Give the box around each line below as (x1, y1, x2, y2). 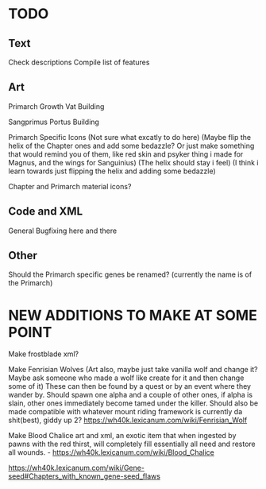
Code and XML (8, 204, 83, 219)
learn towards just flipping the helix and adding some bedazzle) (8, 166, 216, 176)
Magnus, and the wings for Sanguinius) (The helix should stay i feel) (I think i (8, 157, 260, 167)
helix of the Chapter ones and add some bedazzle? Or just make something (8, 141, 255, 150)
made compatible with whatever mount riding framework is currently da (8, 407, 243, 417)
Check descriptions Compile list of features (8, 57, 150, 67)
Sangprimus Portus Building (8, 117, 99, 126)
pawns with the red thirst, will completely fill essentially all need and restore (8, 439, 256, 449)
